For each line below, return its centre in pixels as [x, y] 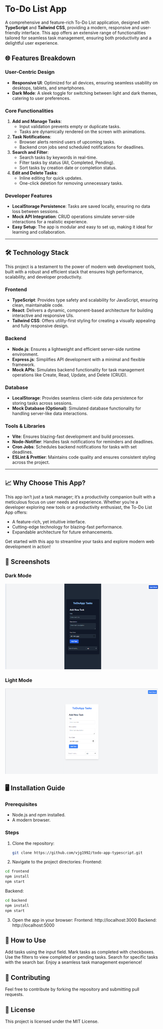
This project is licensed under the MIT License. [52, 1021]
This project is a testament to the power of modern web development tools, [80, 267]
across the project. [31, 463]
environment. [25, 354]
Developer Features [29, 196]
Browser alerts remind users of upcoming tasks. [67, 142]
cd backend [16, 901]
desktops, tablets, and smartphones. [49, 88]
